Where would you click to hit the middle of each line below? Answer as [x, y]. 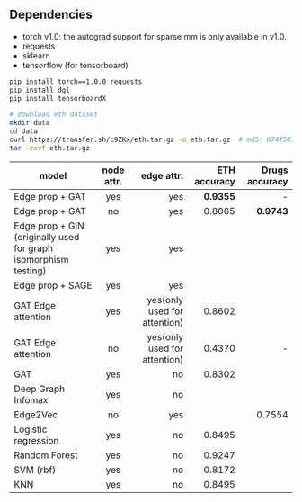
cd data [24, 131]
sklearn [36, 55]
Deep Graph [40, 389]
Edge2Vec [36, 415]
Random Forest [46, 455]
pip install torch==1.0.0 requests [76, 81]
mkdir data [30, 123]
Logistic [31, 429]
